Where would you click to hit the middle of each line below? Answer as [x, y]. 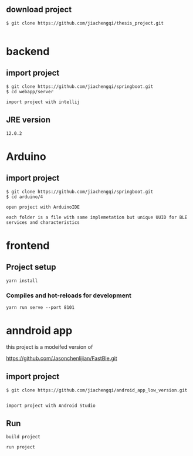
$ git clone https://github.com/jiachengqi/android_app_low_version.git [97, 390]
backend [28, 52]
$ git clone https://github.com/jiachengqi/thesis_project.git [85, 23]
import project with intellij [43, 102]
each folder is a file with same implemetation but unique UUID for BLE [97, 217]
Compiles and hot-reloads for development [69, 295]
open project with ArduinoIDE [43, 207]
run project [21, 447]
